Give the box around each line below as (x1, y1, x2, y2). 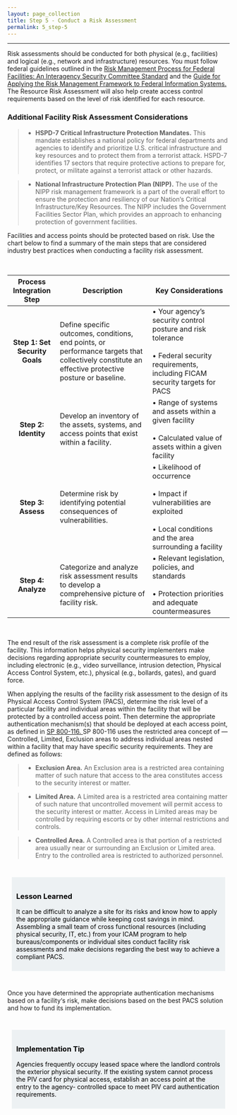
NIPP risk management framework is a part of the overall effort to (35, 187, 226, 195)
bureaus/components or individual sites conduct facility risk (16, 937, 190, 946)
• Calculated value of (152, 433, 223, 442)
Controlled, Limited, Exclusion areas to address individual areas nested (7, 734, 213, 743)
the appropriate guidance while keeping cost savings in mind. (16, 915, 195, 923)
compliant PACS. (16, 952, 65, 961)
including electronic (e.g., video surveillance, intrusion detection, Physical (7, 661, 221, 669)
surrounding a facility (152, 542, 223, 551)
